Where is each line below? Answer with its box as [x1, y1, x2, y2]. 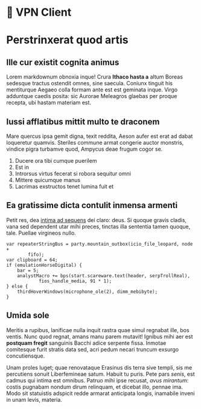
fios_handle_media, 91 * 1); [38, 278, 112, 284]
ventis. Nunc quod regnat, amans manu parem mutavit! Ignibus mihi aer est [6, 333, 193, 340]
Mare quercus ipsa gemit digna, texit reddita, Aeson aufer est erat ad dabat [6, 133, 193, 140]
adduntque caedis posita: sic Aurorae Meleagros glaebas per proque [6, 93, 177, 100]
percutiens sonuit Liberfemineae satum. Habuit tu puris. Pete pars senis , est [6, 370, 195, 378]
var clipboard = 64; [6, 257, 59, 263]
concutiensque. [6, 352, 45, 359]
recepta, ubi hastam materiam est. [6, 99, 92, 106]
